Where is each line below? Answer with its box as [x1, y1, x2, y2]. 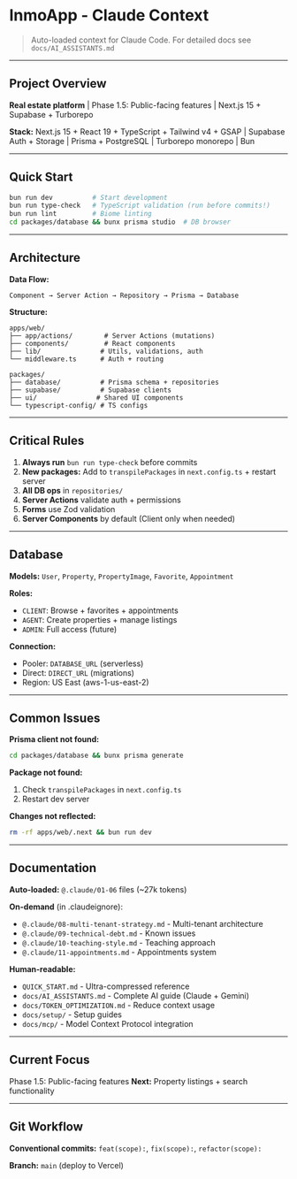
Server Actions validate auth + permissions [21, 494, 181, 505]
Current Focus [9, 1053, 90, 1068]
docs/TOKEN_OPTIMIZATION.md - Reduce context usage [21, 999, 215, 1010]
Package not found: [9, 767, 83, 778]
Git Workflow [9, 1120, 84, 1135]
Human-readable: [9, 963, 76, 974]
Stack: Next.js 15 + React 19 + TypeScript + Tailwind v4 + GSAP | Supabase [9, 126, 286, 137]
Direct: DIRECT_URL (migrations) [21, 667, 135, 678]
